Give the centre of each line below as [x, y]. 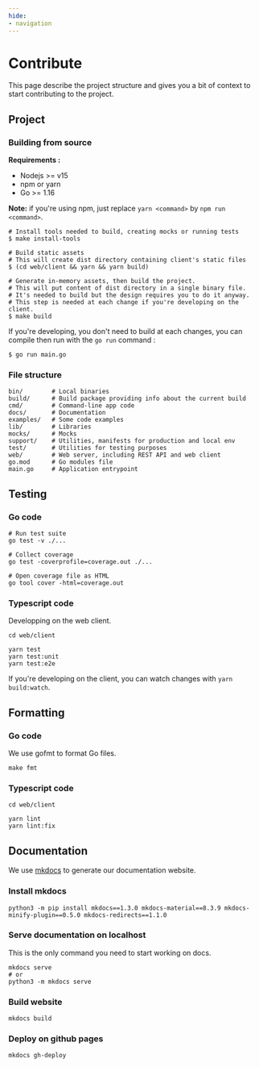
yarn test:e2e [32, 664]
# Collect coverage [41, 555]
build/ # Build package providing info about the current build [127, 399]
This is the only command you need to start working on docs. [110, 952]
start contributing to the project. [61, 94]
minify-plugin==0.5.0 [45, 915]
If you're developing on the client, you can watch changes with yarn [121, 679]
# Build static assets [46, 253]
